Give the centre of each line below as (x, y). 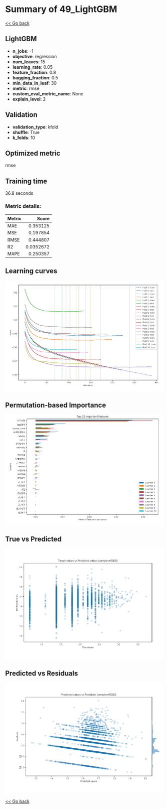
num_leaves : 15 (29, 62)
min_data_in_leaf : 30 (34, 83)
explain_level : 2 (29, 99)
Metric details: (23, 206)
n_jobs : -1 (23, 51)
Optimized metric (33, 153)
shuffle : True (26, 132)
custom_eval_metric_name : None (48, 93)
